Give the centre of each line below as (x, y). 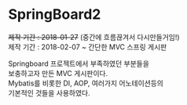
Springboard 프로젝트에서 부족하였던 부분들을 (79, 63)
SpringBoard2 (55, 14)
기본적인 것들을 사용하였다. (49, 92)
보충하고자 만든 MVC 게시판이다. (58, 73)
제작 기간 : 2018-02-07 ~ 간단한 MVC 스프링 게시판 (88, 47)
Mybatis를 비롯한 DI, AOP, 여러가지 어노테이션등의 (86, 83)
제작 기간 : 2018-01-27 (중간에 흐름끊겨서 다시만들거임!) (94, 37)
